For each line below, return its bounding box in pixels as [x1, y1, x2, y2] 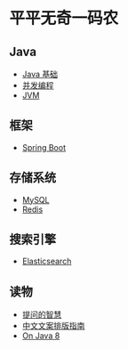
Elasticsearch [21, 256, 72, 267]
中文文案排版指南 [21, 321, 85, 331]
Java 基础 [21, 69, 59, 79]
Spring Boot [21, 142, 67, 152]
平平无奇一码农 [9, 8, 119, 28]
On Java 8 [21, 330, 60, 341]
